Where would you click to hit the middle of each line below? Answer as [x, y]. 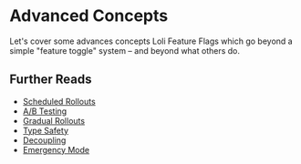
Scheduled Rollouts [59, 101]
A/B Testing [45, 111]
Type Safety [45, 130]
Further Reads [51, 80]
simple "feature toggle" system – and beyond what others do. [125, 50]
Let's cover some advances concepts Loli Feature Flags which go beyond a [151, 41]
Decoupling [44, 140]
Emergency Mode [56, 149]
